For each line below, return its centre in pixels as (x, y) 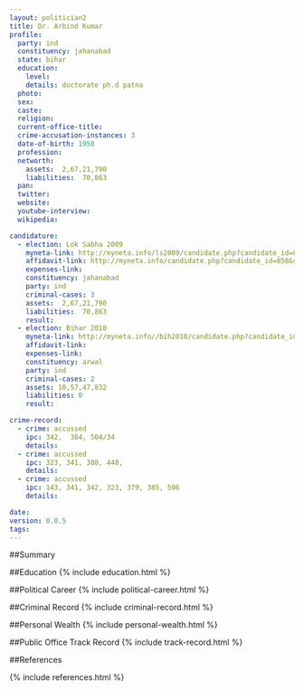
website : (34, 203)
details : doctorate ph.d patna (85, 85)
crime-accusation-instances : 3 (76, 136)
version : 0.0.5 (38, 521)
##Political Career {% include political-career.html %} (109, 590)
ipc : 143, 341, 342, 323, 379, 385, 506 (103, 488)
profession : (40, 152)
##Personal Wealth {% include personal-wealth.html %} (114, 625)
